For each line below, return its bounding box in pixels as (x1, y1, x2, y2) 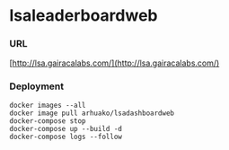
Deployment (9, 80, 65, 93)
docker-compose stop (9, 116, 87, 126)
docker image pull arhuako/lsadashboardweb (9, 109, 175, 118)
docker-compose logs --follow (9, 132, 123, 141)
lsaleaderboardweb (9, 5, 158, 26)
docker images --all (9, 101, 87, 110)
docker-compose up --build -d (9, 124, 123, 133)
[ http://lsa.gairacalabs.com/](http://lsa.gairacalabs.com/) (9, 57, 220, 68)
